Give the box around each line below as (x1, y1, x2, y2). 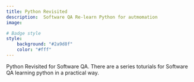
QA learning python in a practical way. (6, 69, 99, 76)
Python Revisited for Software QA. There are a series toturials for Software (6, 63, 188, 70)
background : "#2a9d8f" (17, 41, 73, 47)
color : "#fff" (17, 47, 52, 53)
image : (6, 19, 23, 25)
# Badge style (6, 30, 42, 36)
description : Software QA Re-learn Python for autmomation (6, 14, 158, 20)
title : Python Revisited (6, 8, 68, 15)
